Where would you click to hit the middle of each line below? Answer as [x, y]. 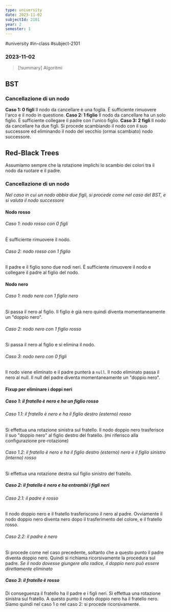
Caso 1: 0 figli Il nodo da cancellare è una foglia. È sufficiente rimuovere [81, 110]
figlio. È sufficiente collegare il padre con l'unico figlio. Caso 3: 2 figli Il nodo [86, 121]
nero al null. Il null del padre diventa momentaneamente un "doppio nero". [83, 378]
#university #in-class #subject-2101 [43, 43]
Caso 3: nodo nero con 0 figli [36, 356]
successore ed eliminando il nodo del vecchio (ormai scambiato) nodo [79, 131]
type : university [24, 10]
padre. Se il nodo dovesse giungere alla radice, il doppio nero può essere [82, 563]
